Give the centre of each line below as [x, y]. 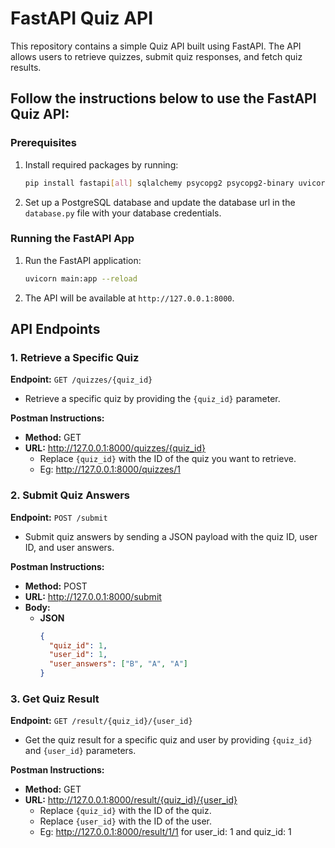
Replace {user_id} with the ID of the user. [125, 821]
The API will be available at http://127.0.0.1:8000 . [129, 298]
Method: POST [56, 586]
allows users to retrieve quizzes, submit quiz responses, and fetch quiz [156, 56]
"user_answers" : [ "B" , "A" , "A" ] [118, 664]
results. [26, 67]
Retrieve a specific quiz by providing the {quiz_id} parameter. [152, 399]
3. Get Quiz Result [55, 699]
